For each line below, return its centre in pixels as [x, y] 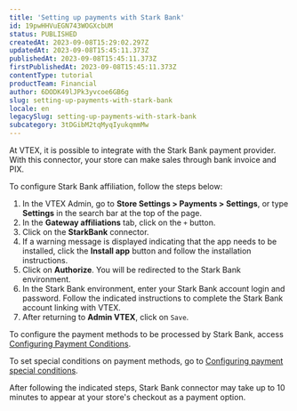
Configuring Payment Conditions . [70, 344]
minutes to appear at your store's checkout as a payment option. [128, 397]
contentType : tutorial [51, 76]
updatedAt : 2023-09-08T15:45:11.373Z [79, 51]
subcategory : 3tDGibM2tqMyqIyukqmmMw [79, 125]
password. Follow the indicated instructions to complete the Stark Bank [153, 298]
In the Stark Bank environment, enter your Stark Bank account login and [153, 289]
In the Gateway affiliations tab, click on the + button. [119, 222]
